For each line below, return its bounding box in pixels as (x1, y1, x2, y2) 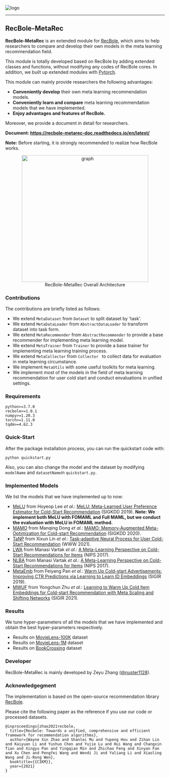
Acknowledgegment (5, 682, 57, 689)
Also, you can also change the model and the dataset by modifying (5, 464, 145, 470)
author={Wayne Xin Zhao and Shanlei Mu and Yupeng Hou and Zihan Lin (10, 737, 159, 742)
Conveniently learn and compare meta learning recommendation (12, 99, 150, 105)
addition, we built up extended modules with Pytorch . (5, 69, 116, 75)
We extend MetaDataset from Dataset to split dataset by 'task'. (12, 316, 142, 322)
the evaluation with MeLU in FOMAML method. (12, 520, 113, 526)
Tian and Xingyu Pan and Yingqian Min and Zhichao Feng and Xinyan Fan (5, 746, 159, 751)
